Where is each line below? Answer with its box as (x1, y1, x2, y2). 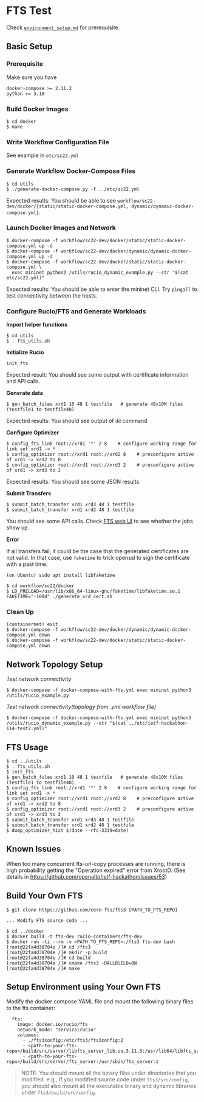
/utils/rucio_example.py (6, 692, 69, 699)
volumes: (17, 1032, 39, 1038)
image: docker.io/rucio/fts (17, 1022, 88, 1028)
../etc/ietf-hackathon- (128, 720, 189, 727)
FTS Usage (6, 742, 49, 752)
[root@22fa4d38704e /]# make (6, 965, 80, 971)
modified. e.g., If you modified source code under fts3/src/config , (21, 1076, 189, 1083)
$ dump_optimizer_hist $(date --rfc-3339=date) (6, 828, 129, 834)
